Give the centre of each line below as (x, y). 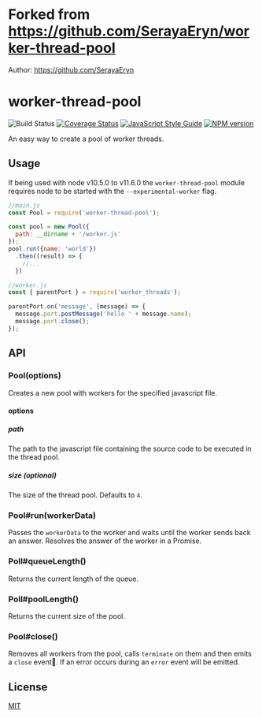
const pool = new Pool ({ (49, 227)
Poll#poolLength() (43, 599)
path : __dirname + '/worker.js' (68, 234)
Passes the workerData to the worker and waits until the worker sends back (129, 533)
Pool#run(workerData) (52, 515)
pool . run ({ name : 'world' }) (52, 249)
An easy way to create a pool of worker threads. (86, 139)
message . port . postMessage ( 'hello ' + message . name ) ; (103, 314)
